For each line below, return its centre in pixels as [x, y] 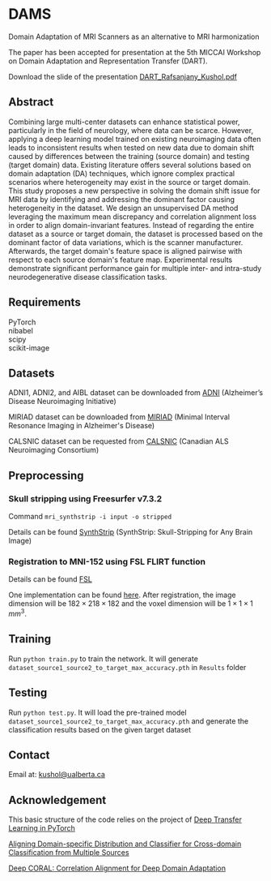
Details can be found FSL [51, 579]
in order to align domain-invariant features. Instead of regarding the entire [131, 225]
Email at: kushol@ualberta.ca [57, 775]
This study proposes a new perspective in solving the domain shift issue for [134, 191]
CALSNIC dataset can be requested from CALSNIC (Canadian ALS [119, 441]
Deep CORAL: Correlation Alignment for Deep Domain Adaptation [117, 868]
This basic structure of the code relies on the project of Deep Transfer [125, 819]
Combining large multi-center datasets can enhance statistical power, [124, 122]
